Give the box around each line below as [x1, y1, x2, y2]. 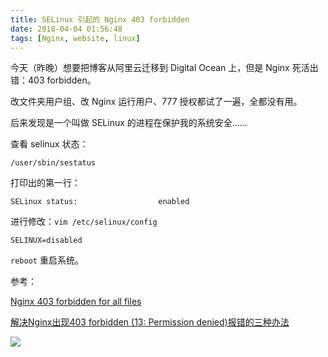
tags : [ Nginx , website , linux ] [10, 33, 141, 43]
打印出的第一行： [10, 177, 81, 189]
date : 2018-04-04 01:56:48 [10, 24, 123, 34]
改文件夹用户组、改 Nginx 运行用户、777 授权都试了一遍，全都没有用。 [10, 96, 303, 108]
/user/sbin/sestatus [10, 158, 97, 168]
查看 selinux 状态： [10, 138, 89, 150]
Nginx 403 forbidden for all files [10, 296, 142, 308]
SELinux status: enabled [10, 197, 190, 207]
